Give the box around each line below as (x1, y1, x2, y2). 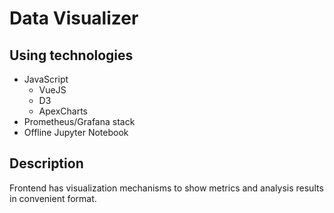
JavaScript (23, 73, 69, 85)
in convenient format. (9, 192, 97, 204)
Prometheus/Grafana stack (23, 116, 136, 127)
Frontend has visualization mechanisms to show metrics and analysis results (9, 182, 324, 194)
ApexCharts (38, 105, 89, 117)
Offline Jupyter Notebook (23, 127, 129, 138)
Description (9, 155, 84, 172)
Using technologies (9, 47, 134, 64)
